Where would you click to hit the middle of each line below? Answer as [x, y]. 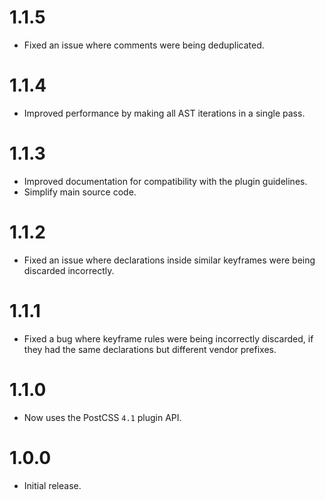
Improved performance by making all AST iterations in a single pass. [164, 113]
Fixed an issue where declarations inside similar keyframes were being [169, 260]
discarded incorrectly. [69, 270]
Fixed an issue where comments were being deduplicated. [144, 45]
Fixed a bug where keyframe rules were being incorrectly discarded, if [168, 338]
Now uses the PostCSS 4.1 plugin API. [102, 417]
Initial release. [52, 485]
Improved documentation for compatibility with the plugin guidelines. [165, 181]
